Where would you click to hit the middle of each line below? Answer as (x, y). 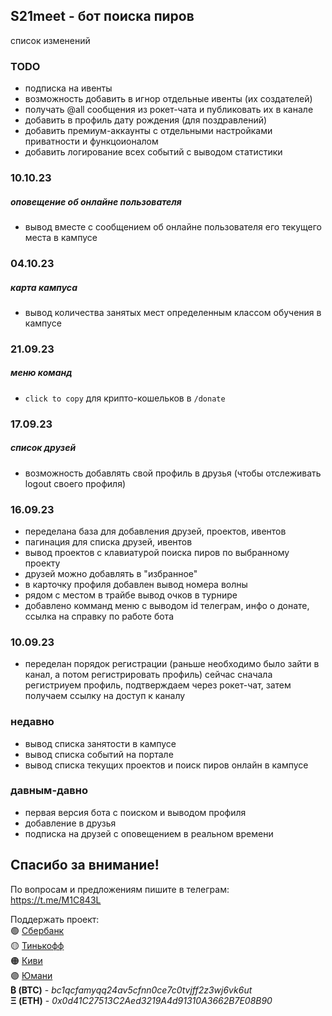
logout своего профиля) (75, 483)
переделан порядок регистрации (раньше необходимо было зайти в (172, 664)
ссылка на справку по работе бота (99, 616)
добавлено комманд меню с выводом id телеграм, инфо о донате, (167, 605)
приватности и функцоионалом (91, 141)
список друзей (43, 448)
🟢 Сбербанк (37, 930)
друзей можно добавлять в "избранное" (111, 573)
